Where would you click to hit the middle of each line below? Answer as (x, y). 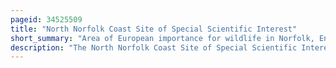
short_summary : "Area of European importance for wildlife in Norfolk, (162, 38)
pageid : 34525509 (46, 19)
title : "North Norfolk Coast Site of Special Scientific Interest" (154, 29)
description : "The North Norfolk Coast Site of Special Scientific (154, 47)
